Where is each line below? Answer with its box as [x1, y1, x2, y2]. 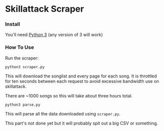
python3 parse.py [5, 102, 41, 107]
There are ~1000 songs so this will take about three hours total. [5, 93, 133, 98]
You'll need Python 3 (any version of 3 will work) [5, 32, 103, 37]
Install [5, 21, 21, 28]
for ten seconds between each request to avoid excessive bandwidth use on [5, 78, 159, 84]
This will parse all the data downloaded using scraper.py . [5, 111, 121, 116]
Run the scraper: [5, 55, 39, 61]
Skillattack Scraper [5, 3, 84, 15]
